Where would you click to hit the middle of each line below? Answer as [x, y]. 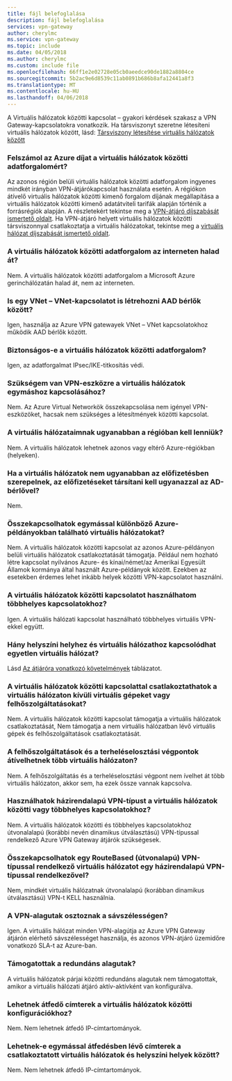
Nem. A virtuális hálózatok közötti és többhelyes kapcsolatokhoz [100, 825]
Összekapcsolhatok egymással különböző [80, 524]
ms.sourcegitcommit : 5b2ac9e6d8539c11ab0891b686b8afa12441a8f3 [101, 78]
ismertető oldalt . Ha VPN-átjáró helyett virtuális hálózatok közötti [100, 219]
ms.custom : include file [43, 65]
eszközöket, [24, 414]
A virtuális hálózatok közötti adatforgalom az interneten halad [114, 251]
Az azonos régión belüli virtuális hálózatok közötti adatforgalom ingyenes [112, 182]
